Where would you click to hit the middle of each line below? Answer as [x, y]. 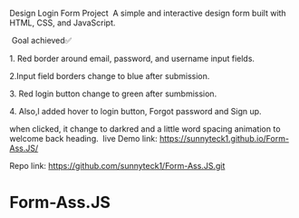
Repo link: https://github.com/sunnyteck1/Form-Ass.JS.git [117, 166]
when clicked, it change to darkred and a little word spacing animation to [145, 129]
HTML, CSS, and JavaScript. [63, 23]
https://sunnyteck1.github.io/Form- [224, 139]
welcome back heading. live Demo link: [83, 139]
